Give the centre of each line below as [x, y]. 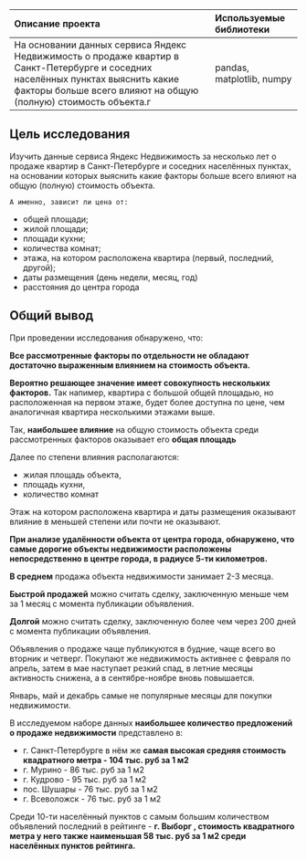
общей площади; [55, 219]
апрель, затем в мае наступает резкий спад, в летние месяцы [131, 668]
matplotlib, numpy [253, 79]
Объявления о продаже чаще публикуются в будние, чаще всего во [143, 648]
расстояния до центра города [81, 287]
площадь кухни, [54, 484]
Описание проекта [57, 24]
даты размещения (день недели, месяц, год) [110, 277]
